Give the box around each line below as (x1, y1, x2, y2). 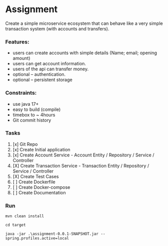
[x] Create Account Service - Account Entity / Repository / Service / (12, 152, 155, 158)
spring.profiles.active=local (5, 236, 70, 241)
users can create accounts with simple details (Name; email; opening (12, 50, 157, 56)
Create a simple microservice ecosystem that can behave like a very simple (5, 20, 163, 26)
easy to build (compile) (12, 106, 61, 112)
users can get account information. (12, 61, 86, 67)
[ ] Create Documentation (12, 189, 66, 195)
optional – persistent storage (12, 77, 73, 83)
